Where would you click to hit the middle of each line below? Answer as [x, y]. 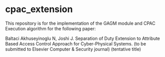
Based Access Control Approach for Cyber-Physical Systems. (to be [76, 43]
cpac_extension [39, 9]
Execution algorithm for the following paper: [51, 28]
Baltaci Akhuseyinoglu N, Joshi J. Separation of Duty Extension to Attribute [83, 38]
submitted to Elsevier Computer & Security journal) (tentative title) [73, 49]
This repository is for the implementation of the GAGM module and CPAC [80, 23]
